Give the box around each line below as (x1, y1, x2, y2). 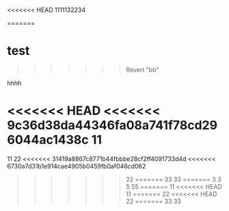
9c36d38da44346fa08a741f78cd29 (7, 118, 217, 133)
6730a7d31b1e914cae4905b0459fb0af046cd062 (7, 162, 146, 170)
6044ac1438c (7, 132, 89, 148)
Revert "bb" (126, 65, 159, 74)
